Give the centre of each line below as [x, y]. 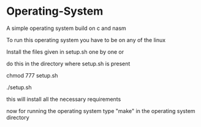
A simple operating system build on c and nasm [66, 28]
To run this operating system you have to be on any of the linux [86, 40]
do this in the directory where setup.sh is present [68, 64]
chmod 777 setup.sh [32, 75]
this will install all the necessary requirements [64, 99]
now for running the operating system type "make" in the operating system [101, 111]
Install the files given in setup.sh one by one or [65, 52]
